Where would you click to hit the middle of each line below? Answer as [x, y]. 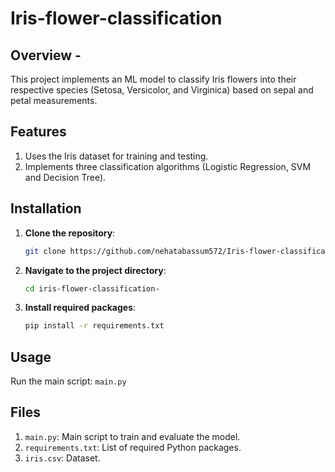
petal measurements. [54, 100]
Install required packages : [80, 308]
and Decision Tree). [65, 177]
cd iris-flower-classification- [92, 288]
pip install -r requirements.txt [94, 326]
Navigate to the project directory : [95, 270]
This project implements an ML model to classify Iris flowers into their [153, 79]
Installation [46, 208]
